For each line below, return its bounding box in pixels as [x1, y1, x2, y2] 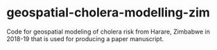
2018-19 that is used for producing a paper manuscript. [6, 34, 164, 42]
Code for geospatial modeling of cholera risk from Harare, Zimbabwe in [6, 27, 211, 36]
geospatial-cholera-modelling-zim [6, 5, 211, 21]
